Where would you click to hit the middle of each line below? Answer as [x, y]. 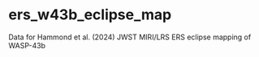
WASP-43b [27, 45]
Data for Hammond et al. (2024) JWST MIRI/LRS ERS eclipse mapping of [130, 37]
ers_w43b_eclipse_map [90, 15]
